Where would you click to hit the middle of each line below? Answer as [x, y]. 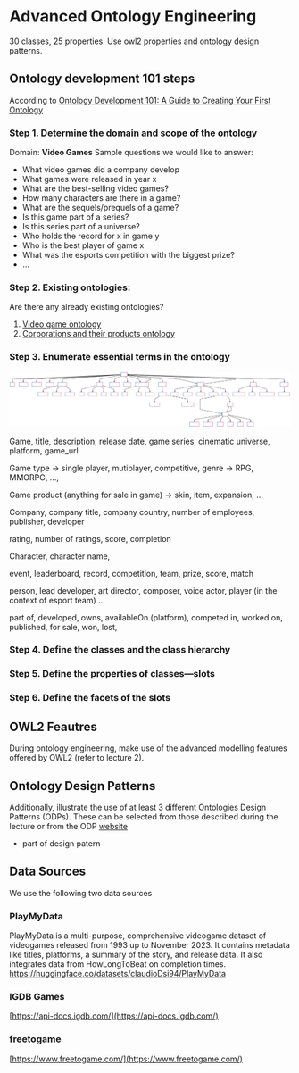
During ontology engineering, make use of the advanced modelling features [148, 748]
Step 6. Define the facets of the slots [90, 698]
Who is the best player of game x [83, 245]
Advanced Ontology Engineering [133, 17]
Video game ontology [62, 324]
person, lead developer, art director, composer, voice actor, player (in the [143, 590]
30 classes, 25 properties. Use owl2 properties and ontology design [134, 41]
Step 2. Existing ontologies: [70, 287]
